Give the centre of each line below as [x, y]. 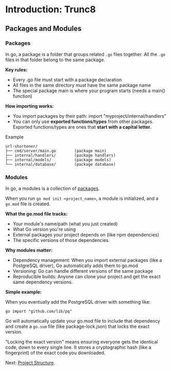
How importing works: [30, 106]
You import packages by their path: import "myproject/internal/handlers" [90, 116]
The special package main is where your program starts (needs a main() [89, 91]
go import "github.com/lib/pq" [39, 312]
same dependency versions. [43, 282]
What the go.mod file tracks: [36, 214]
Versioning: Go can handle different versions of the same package [83, 271]
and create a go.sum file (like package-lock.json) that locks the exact [78, 326]
